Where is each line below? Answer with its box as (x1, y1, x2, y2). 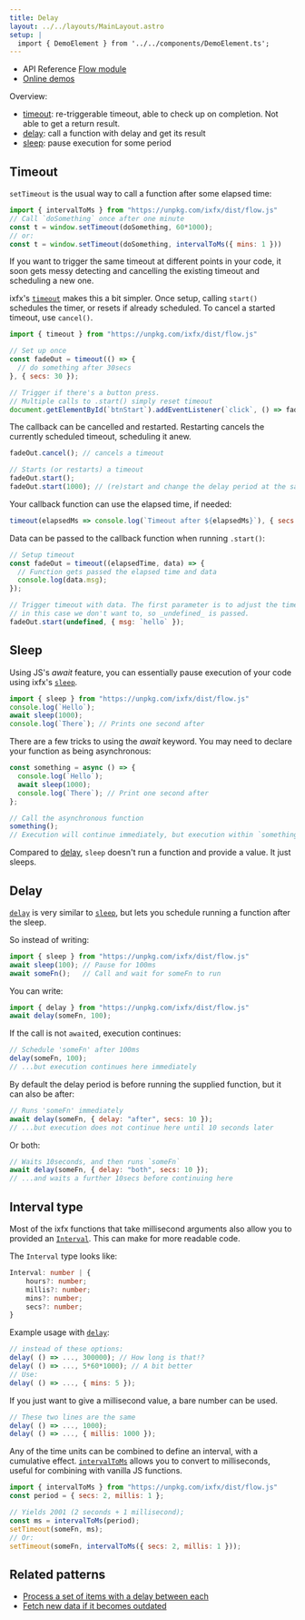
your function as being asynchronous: (9, 745, 152, 756)
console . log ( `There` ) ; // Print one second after (17, 788, 209, 797)
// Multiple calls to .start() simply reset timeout (9, 397, 213, 406)
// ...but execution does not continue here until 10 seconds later (9, 1123, 274, 1132)
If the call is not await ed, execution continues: (9, 1028, 182, 1038)
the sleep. (9, 916, 47, 927)
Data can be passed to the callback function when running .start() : (9, 532, 266, 543)
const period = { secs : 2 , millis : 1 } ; (9, 1492, 165, 1501)
